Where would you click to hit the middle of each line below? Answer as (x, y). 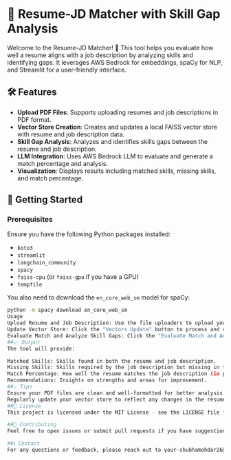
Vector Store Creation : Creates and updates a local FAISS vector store (117, 127)
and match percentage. (50, 178)
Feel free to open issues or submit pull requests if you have (100, 431)
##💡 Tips (20, 387)
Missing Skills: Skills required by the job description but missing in (113, 368)
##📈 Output (24, 342)
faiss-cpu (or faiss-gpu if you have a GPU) (78, 277)
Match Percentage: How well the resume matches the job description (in (113, 374)
